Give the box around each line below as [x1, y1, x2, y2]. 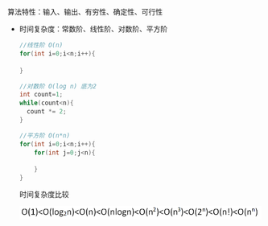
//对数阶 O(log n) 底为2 [19, 82, 97, 90]
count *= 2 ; [27, 108, 67, 116]
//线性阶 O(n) [19, 41, 64, 49]
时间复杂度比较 [19, 190, 69, 199]
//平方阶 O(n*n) [19, 131, 70, 139]
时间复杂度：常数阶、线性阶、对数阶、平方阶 [19, 24, 168, 34]
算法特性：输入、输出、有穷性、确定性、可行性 [7, 7, 163, 16]
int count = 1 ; [19, 91, 64, 99]
